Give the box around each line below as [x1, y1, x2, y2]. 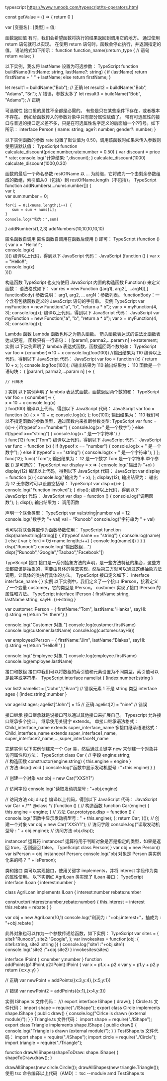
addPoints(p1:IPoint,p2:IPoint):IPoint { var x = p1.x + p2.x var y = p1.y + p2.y [5, 962, 160, 968]
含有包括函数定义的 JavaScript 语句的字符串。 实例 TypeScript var [9, 298, 145, 304]
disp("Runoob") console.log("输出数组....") [5, 544, 91, 549]
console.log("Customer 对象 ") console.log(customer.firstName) [5, 622, 136, 628]
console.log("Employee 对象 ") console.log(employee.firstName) [5, 653, 137, 659]
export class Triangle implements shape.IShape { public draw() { [5, 1022, 137, 1028]
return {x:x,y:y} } [5, 967, 39, 973]
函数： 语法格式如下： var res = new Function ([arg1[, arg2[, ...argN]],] [5, 286, 149, 291]
